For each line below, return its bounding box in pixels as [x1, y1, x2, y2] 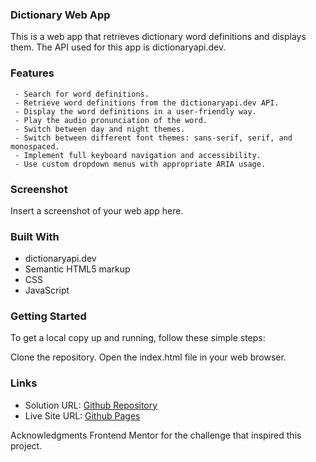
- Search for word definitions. [14, 89, 150, 99]
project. [10, 439, 43, 452]
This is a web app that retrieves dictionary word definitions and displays [10, 31, 307, 43]
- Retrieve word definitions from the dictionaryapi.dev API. [14, 98, 280, 108]
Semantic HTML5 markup [24, 263, 131, 275]
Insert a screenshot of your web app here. [10, 204, 184, 217]
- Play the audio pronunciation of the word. [14, 115, 208, 125]
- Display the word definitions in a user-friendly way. [14, 106, 257, 117]
